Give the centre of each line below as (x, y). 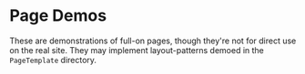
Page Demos (58, 16)
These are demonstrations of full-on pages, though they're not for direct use (153, 41)
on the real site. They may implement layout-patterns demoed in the (137, 50)
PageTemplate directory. (53, 60)
